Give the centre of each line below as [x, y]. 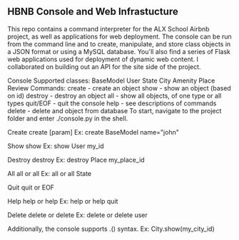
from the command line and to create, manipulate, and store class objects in [119, 44]
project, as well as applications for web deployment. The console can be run [119, 36]
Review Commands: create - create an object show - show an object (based [119, 88]
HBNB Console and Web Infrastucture [93, 12]
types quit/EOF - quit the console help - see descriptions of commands [112, 103]
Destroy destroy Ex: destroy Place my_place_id [76, 160]
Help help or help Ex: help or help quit [63, 201]
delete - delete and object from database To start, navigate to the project [115, 110]
